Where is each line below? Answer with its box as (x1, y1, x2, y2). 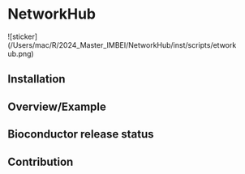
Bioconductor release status (7, 127, 154, 142)
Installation (7, 72, 66, 86)
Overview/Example (7, 100, 106, 113)
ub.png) (7, 49, 34, 58)
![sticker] (7, 32, 38, 41)
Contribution (7, 155, 74, 168)
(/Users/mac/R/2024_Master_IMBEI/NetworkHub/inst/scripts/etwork (7, 40, 237, 49)
